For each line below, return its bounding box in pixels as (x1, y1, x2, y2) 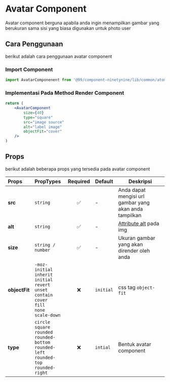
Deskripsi (128, 178, 152, 185)
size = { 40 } (23, 110, 44, 115)
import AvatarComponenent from (5, 77, 71, 82)
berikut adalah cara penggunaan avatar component (5, 53, 112, 59)
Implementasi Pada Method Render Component (5, 89, 124, 96)
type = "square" (23, 115, 53, 120)
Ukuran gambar (118, 234, 155, 241)
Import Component (5, 66, 53, 73)
